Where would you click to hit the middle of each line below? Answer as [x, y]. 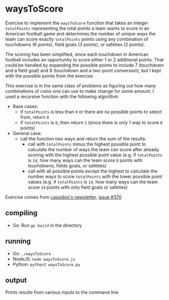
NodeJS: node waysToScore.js [44, 259]
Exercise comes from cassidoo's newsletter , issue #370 [63, 197]
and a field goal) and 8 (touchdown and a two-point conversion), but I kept [83, 70]
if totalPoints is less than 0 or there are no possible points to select [91, 112]
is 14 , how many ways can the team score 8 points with [85, 160]
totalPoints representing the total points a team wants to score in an [77, 28]
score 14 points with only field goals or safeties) [78, 187]
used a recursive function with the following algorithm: [62, 96]
